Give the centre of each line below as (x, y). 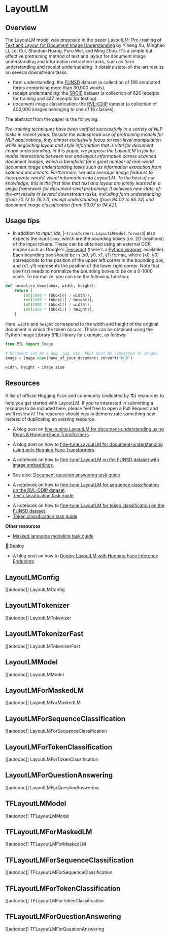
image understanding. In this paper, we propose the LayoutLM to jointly (80, 151)
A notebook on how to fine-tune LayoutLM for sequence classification (86, 485)
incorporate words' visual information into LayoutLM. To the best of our (80, 178)
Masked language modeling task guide (53, 536)
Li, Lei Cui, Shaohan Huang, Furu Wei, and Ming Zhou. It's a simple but (79, 51)
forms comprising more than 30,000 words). (59, 88)
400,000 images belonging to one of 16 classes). (64, 109)
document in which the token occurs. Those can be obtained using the (79, 329)
